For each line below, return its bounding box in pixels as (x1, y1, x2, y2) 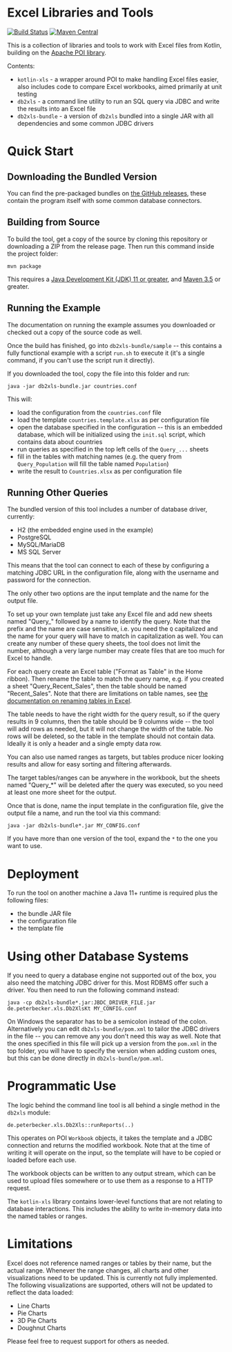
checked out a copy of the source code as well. (7, 328, 143, 336)
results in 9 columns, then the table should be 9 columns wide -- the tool (7, 717, 214, 726)
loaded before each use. (7, 1156, 77, 1164)
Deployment (7, 866, 79, 882)
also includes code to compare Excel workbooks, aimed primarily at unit (17, 82, 222, 90)
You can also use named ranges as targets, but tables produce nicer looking (7, 753, 224, 761)
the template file (17, 924, 64, 933)
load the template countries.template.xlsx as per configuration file (17, 416, 209, 424)
